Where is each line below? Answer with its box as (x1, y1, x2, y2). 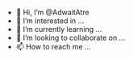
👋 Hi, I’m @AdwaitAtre (15, 8, 90, 17)
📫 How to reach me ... (15, 42, 91, 51)
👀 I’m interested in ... (15, 16, 85, 26)
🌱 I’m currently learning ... (15, 25, 102, 33)
